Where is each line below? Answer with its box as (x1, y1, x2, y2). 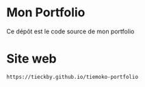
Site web (6, 51, 57, 67)
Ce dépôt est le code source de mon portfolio (6, 27, 135, 35)
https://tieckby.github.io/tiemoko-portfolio (6, 73, 138, 80)
